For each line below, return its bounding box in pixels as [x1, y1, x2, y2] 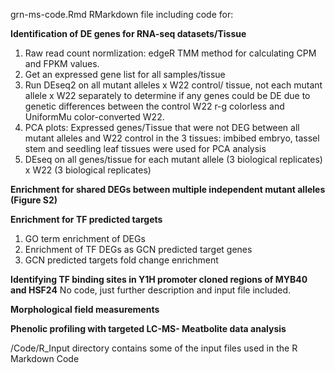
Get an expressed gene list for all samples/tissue [24, 69, 226, 80]
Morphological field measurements [10, 304, 160, 315]
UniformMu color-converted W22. [24, 111, 165, 123]
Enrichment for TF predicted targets [10, 214, 163, 225]
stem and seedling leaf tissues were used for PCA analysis [24, 143, 267, 154]
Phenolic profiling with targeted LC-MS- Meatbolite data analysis [10, 323, 287, 334]
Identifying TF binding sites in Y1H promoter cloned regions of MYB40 [10, 274, 308, 285]
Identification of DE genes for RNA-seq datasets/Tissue [10, 28, 247, 39]
